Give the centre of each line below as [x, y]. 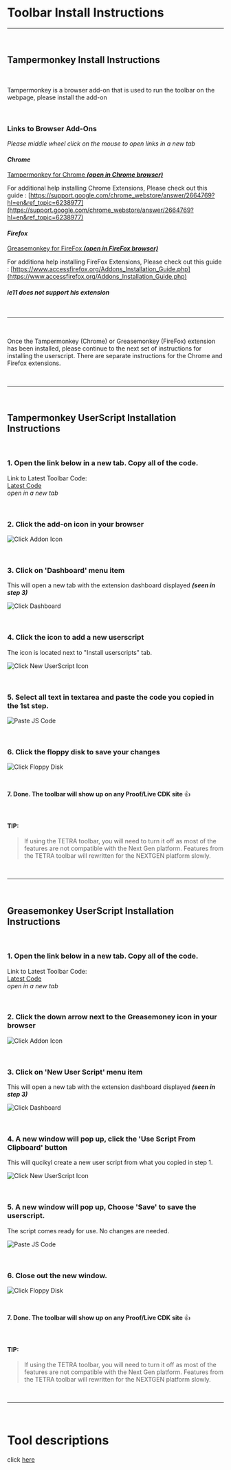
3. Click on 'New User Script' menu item [75, 1072]
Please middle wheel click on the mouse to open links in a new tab [101, 144]
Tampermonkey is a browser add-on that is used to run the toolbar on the [111, 90]
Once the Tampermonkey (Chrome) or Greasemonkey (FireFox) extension [111, 341]
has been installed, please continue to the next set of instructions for [104, 348]
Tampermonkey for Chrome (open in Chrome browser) [85, 175]
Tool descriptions [58, 1441]
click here [21, 1460]
